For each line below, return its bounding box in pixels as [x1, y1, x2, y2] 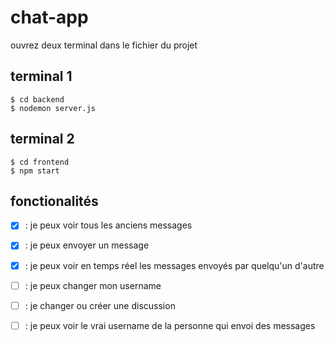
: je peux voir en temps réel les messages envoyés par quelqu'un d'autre [24, 259, 325, 271]
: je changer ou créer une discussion [24, 299, 176, 311]
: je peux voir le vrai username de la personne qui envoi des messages [24, 319, 316, 331]
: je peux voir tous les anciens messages [24, 219, 193, 231]
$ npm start [10, 166, 60, 176]
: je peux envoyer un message [24, 239, 150, 251]
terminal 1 [10, 68, 73, 85]
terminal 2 [10, 131, 75, 148]
